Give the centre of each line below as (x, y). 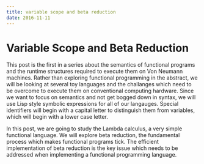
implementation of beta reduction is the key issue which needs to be (92, 148)
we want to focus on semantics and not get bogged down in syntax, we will (101, 97)
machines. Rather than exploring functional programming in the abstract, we (102, 78)
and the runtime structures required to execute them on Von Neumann (95, 72)
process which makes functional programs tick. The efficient (82, 142)
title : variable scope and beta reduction (61, 12)
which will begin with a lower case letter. (57, 117)
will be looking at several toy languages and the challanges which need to (99, 84)
